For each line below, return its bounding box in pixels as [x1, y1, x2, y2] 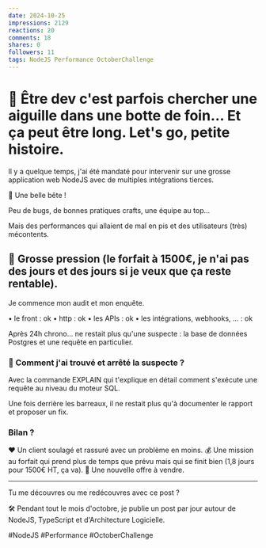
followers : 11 [8, 48, 55, 56]
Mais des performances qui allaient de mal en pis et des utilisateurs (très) [8, 221, 248, 230]
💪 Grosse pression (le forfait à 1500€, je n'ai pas [8, 253, 249, 266]
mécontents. [8, 229, 49, 238]
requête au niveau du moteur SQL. [8, 383, 120, 393]
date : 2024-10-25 [8, 11, 66, 20]
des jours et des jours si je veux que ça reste [8, 264, 232, 278]
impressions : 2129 [8, 19, 69, 27]
